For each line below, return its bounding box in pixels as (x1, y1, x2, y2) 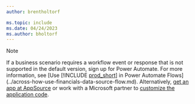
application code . (6, 91, 49, 98)
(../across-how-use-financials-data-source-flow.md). (6, 78, 138, 85)
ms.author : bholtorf (6, 31, 58, 37)
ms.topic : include (6, 19, 52, 26)
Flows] (167, 72, 184, 79)
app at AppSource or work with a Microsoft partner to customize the (6, 85, 175, 92)
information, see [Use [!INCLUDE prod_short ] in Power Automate (6, 72, 166, 79)
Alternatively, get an (139, 78, 189, 85)
